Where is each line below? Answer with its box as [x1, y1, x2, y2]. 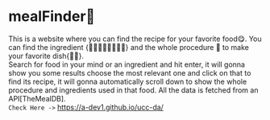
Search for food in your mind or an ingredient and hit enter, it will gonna [8, 60, 246, 69]
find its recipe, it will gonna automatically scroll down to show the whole [8, 77, 247, 86]
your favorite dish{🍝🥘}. [8, 51, 85, 60]
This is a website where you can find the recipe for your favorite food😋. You [8, 34, 262, 43]
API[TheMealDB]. [8, 93, 66, 103]
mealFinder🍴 [8, 7, 95, 26]
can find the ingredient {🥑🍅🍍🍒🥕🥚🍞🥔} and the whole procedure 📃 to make [8, 42, 250, 52]
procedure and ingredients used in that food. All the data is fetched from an [8, 85, 259, 95]
